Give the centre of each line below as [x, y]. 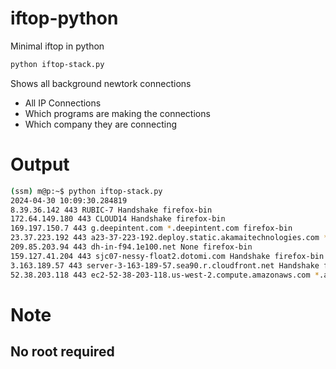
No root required [62, 352]
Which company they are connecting [101, 124]
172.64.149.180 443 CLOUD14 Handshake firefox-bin [118, 219]
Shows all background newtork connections [101, 83]
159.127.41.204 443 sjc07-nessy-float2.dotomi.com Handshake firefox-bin [167, 256]
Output [40, 164]
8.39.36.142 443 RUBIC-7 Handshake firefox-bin [111, 210]
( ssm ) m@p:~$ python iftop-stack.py [86, 191]
